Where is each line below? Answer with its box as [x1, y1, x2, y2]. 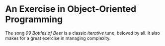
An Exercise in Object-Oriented [5, 3, 137, 15]
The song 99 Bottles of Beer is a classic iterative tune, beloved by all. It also [5, 30, 160, 36]
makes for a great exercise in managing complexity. [5, 35, 111, 41]
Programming [5, 14, 63, 25]
